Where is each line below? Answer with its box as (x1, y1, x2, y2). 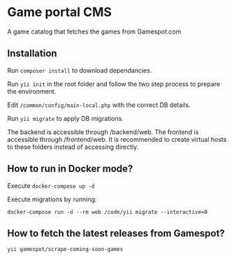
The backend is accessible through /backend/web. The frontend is (7, 127, 199, 136)
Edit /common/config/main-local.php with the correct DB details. (7, 101, 191, 109)
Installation (7, 48, 57, 59)
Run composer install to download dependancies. (7, 66, 152, 74)
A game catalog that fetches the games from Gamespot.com (7, 27, 182, 36)
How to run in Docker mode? (7, 163, 133, 175)
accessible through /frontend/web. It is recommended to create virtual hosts (7, 135, 227, 143)
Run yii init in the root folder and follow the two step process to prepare (7, 80, 221, 88)
